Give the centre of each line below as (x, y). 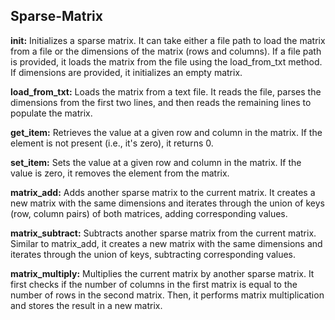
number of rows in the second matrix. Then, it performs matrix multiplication (167, 295)
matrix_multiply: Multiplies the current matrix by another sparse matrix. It (162, 273)
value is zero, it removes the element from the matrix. (120, 173)
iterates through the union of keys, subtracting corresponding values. (153, 254)
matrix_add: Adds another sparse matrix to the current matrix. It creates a (163, 192)
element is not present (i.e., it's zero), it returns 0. (112, 143)
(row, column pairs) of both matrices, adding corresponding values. (149, 213)
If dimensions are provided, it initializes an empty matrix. (126, 72)
